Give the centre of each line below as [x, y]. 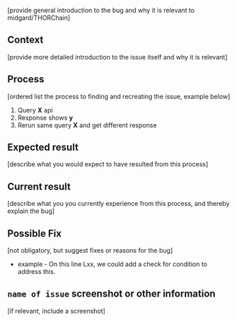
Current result [39, 186]
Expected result [43, 148]
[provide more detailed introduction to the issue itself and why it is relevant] [117, 57]
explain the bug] [31, 211]
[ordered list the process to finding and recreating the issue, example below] [119, 96]
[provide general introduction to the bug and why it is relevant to [101, 10]
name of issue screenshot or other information [111, 294]
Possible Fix [35, 233]
